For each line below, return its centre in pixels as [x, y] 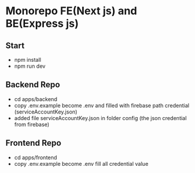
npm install [28, 60]
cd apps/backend [36, 99]
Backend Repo [33, 85]
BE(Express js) [42, 23]
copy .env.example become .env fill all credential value [81, 163]
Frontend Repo [34, 143]
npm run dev [30, 66]
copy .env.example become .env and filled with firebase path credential [102, 105]
